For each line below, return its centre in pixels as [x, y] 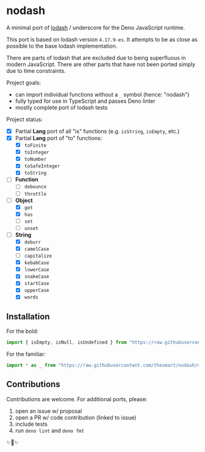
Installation [28, 317]
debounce [35, 187]
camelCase [37, 249]
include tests [31, 424]
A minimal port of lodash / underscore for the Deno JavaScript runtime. [95, 28]
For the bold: [22, 332]
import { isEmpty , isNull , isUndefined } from [67, 343]
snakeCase [37, 277]
